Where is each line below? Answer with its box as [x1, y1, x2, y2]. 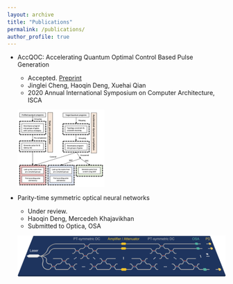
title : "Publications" [7, 18, 73, 26]
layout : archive [7, 11, 54, 18]
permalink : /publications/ [7, 26, 85, 33]
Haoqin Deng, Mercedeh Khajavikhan [27, 215, 135, 223]
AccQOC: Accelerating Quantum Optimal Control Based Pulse [17, 53, 193, 62]
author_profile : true [7, 33, 70, 40]
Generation [17, 60, 50, 69]
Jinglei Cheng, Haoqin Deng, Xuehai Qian [27, 81, 146, 90]
